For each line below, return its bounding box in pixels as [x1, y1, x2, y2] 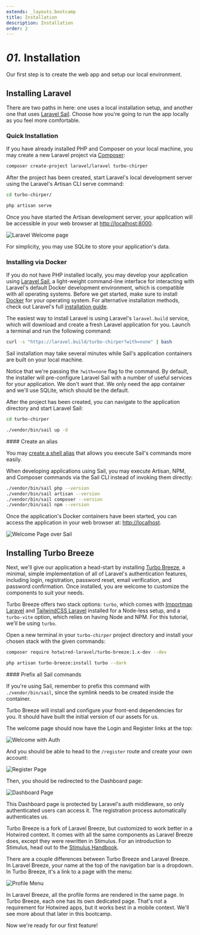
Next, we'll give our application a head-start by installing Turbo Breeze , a [6, 564, 186, 571]
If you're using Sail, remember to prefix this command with [6, 682, 150, 689]
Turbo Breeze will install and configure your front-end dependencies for [6, 706, 183, 714]
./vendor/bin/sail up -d [6, 427, 68, 433]
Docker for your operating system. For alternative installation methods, [6, 297, 180, 304]
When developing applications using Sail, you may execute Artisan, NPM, [6, 467, 186, 474]
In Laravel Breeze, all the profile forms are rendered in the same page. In [6, 891, 184, 898]
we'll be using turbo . [6, 620, 57, 627]
